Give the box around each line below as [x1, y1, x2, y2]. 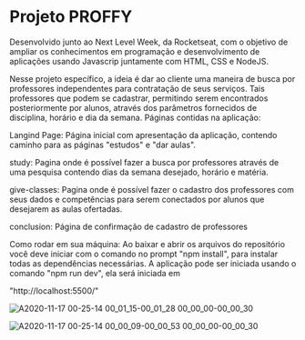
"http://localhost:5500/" [9, 285, 99, 296]
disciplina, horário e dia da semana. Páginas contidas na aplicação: [9, 112, 261, 123]
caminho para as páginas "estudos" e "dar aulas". [9, 139, 197, 150]
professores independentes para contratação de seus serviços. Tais [9, 83, 266, 94]
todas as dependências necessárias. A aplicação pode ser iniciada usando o [9, 257, 297, 269]
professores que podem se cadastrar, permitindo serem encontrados [9, 93, 269, 104]
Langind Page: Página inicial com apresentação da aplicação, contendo [9, 129, 278, 140]
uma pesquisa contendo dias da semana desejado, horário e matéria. [9, 166, 269, 177]
